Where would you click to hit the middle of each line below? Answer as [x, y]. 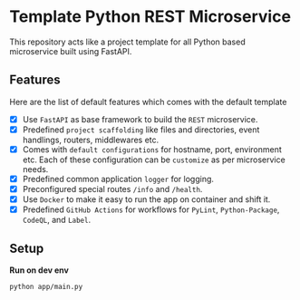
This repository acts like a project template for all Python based [128, 42]
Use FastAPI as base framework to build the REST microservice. [140, 119]
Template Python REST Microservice [150, 17]
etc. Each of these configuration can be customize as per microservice [154, 160]
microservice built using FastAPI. [71, 51]
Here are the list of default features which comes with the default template [148, 102]
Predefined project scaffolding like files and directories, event [141, 130]
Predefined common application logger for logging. [118, 179]
